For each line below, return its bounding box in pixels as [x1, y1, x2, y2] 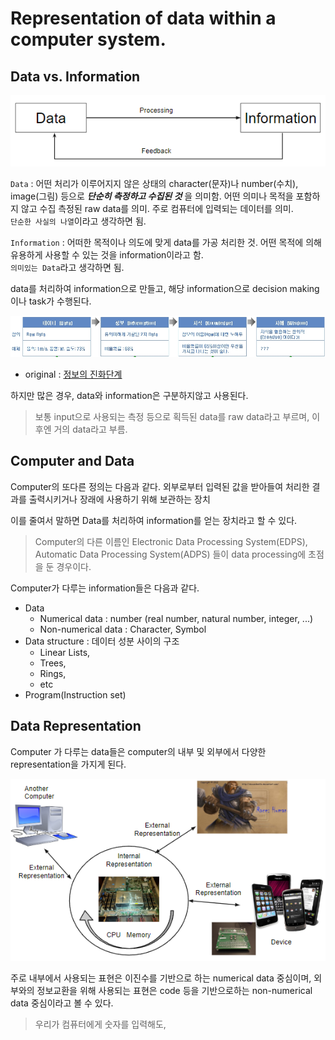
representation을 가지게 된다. [10, 758, 127, 770]
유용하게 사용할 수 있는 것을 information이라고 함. [10, 248, 204, 261]
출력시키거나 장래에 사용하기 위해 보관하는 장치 [28, 493, 211, 505]
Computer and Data [10, 453, 135, 470]
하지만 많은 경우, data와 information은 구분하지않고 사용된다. [10, 390, 249, 402]
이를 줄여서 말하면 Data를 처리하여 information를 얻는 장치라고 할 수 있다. [10, 514, 298, 526]
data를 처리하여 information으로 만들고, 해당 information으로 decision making [10, 282, 320, 294]
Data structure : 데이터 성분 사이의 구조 [24, 635, 180, 647]
